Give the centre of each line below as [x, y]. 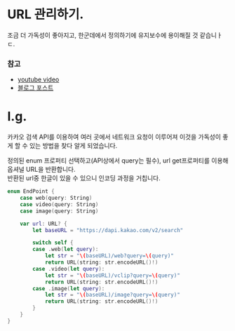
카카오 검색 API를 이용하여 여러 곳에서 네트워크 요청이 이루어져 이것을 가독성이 [114, 137]
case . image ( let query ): [69, 288]
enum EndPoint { [31, 191]
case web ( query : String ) [56, 198]
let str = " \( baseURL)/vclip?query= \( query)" [112, 275]
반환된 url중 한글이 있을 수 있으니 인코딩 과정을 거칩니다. [84, 178]
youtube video [38, 80]
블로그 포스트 [35, 88]
